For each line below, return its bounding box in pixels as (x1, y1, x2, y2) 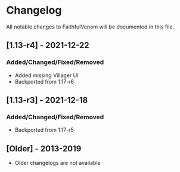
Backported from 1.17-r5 (14, 126, 75, 133)
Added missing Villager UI (14, 72, 79, 79)
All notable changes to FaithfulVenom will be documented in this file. (6, 23, 175, 30)
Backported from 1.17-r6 (14, 78, 75, 85)
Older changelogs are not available (14, 160, 101, 167)
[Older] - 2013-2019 (6, 144, 82, 154)
